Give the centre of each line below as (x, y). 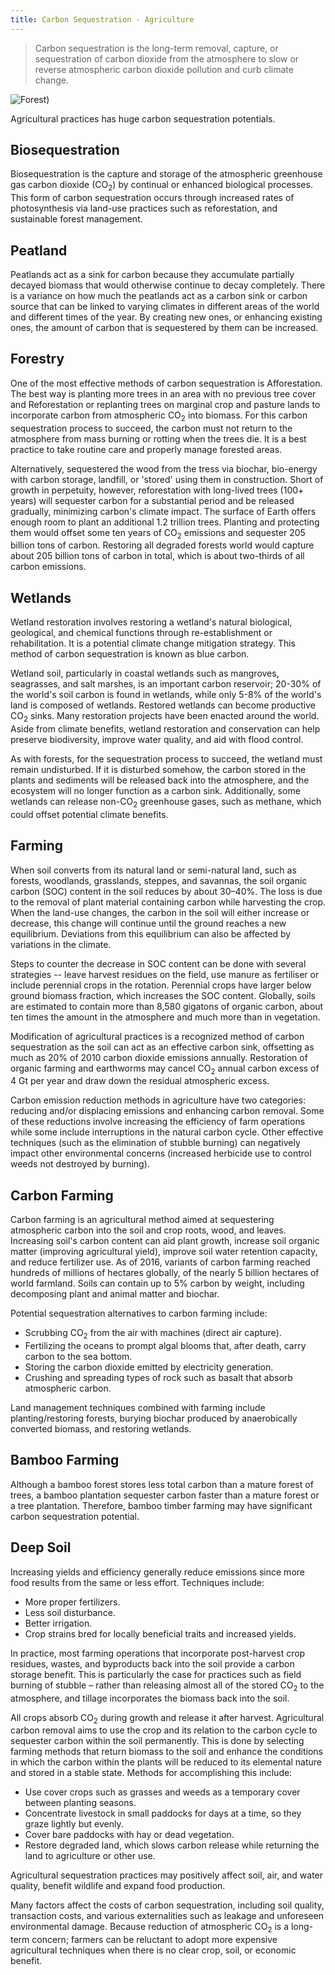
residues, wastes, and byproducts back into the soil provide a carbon (152, 1663)
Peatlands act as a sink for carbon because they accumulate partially (152, 275)
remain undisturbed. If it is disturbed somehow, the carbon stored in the (158, 770)
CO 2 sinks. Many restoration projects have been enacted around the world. (165, 717)
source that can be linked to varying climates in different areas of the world (165, 307)
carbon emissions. (48, 567)
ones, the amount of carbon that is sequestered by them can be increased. (164, 328)
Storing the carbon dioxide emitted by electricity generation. (149, 1367)
